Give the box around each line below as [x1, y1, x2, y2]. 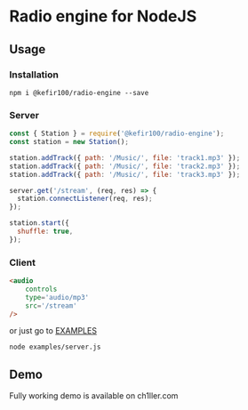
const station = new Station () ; [9, 138, 129, 147]
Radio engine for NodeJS [9, 6, 197, 27]
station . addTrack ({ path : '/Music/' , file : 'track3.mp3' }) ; [9, 170, 241, 179]
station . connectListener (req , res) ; [17, 194, 153, 204]
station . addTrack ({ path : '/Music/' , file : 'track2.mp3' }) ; [9, 162, 241, 171]
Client [9, 256, 36, 269]
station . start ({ [9, 219, 69, 228]
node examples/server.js [9, 342, 101, 352]
